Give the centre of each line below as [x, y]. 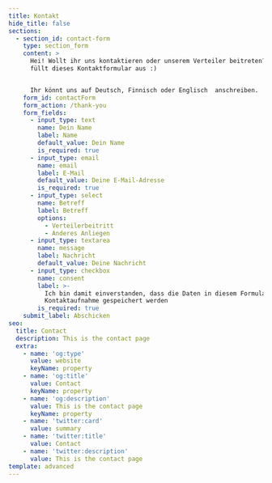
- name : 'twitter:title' [65, 436]
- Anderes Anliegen [77, 233]
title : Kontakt [34, 16]
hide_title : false [39, 23]
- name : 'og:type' [54, 354]
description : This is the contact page [83, 338]
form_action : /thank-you [65, 105]
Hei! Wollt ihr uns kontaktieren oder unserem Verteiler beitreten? [148, 61]
